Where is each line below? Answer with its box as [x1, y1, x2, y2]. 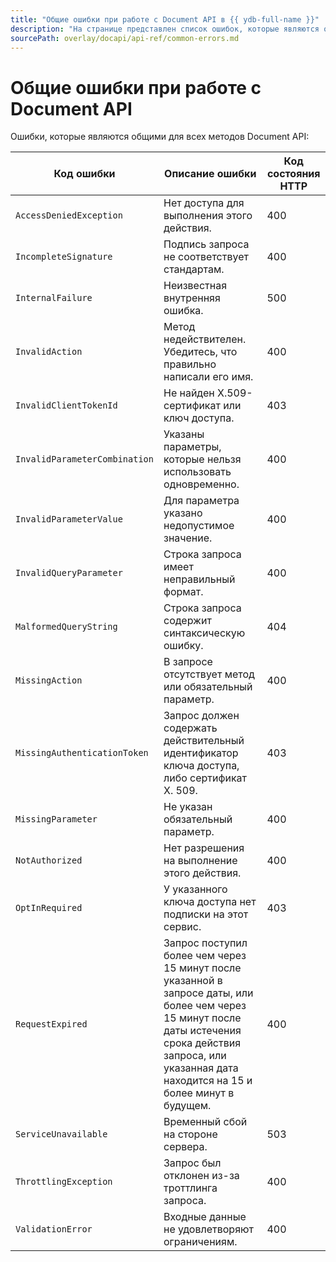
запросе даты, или [163, 986, 254, 1000]
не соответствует [163, 250, 249, 264]
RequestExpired [15, 1019, 88, 1030]
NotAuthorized [15, 855, 83, 866]
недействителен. [163, 332, 247, 346]
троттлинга [163, 1181, 218, 1195]
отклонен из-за [163, 1169, 240, 1183]
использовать [163, 465, 232, 479]
